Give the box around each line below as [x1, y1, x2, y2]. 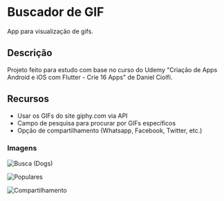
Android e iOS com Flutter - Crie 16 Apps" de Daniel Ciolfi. [7, 73, 173, 81]
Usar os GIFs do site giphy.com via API [17, 112, 128, 120]
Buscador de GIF [7, 4, 104, 20]
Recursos [7, 93, 50, 105]
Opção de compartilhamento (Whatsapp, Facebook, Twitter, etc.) [17, 126, 203, 134]
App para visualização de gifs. [7, 27, 93, 35]
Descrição [7, 47, 53, 59]
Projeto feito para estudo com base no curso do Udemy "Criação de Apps [7, 65, 218, 73]
